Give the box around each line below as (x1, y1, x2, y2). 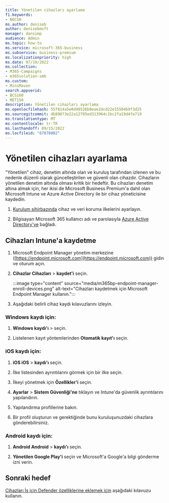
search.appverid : (5, 88, 42, 93)
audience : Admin (5, 36, 40, 41)
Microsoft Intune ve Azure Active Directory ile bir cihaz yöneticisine (5, 191, 146, 197)
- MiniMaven (5, 83, 30, 88)
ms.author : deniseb (5, 21, 47, 27)
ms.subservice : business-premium (5, 50, 76, 55)
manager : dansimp (5, 31, 42, 36)
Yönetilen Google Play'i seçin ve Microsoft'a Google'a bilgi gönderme (12, 454, 159, 460)
